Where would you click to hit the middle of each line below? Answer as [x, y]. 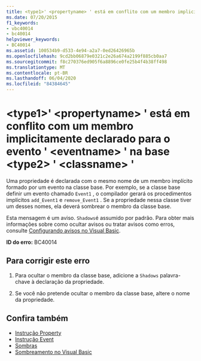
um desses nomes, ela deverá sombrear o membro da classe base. [89, 206]
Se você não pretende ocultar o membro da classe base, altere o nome [102, 293]
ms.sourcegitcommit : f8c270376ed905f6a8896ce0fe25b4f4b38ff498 [87, 62]
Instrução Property [38, 333]
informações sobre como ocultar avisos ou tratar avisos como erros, [91, 224]
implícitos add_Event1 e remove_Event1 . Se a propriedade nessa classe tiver [99, 200]
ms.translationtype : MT [36, 67]
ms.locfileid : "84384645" [38, 84]
